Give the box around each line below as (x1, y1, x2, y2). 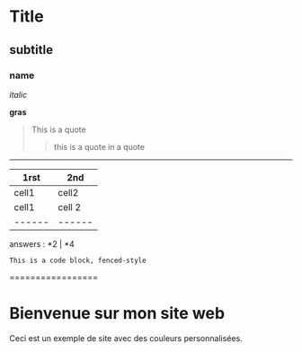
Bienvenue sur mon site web (9, 304, 226, 324)
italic (9, 89, 28, 100)
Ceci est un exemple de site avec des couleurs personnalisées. (9, 332, 243, 343)
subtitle (9, 42, 54, 57)
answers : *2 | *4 (9, 238, 75, 249)
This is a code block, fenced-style (9, 256, 147, 265)
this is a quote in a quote (53, 141, 146, 152)
